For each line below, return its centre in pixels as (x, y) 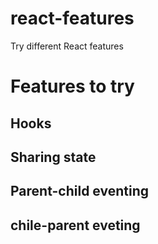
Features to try (72, 86)
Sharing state (53, 157)
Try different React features (67, 46)
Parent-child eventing (79, 191)
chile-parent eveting (75, 225)
